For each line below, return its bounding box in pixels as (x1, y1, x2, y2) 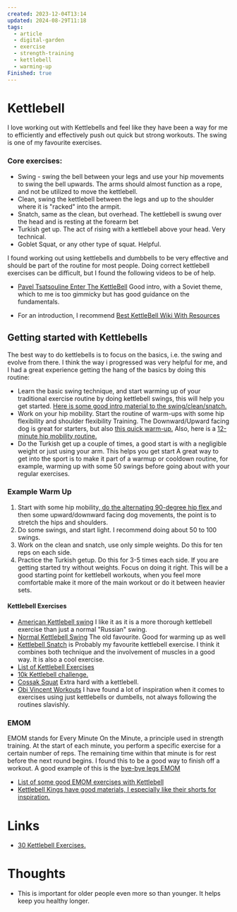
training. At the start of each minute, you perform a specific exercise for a (7, 741, 221, 750)
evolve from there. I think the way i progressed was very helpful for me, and (7, 358, 228, 366)
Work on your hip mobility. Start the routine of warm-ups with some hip (17, 409, 224, 417)
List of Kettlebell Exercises (17, 663, 95, 671)
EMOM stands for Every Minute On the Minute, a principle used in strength (7, 734, 224, 743)
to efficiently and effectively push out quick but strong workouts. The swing (7, 131, 227, 139)
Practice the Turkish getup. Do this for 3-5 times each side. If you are (17, 555, 219, 564)
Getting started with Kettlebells (7, 332, 148, 344)
